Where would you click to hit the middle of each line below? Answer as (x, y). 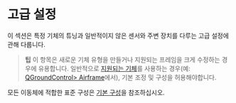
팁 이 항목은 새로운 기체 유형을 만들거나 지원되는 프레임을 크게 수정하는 (122, 59)
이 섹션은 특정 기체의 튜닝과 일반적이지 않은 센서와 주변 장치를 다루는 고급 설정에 (118, 36)
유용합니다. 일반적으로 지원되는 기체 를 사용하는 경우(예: (114, 68)
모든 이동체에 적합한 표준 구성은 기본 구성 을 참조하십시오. (86, 92)
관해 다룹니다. (27, 44)
